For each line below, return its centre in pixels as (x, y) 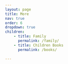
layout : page (18, 9)
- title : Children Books (39, 45)
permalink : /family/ (38, 41)
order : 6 (14, 23)
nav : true (15, 18)
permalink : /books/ (37, 50)
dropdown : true (20, 27)
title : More (17, 14)
